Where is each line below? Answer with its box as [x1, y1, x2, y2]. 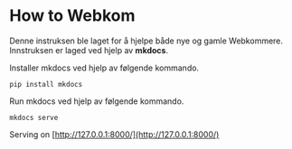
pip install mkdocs [9, 79, 83, 88]
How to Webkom [9, 5, 136, 26]
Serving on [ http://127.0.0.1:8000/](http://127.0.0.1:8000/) [9, 128, 220, 140]
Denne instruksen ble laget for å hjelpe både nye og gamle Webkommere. [9, 35, 283, 46]
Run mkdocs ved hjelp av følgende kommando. [9, 96, 184, 107]
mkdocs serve [9, 113, 59, 122]
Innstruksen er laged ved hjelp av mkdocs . [9, 44, 169, 55]
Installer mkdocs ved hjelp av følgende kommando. [9, 62, 200, 73]
